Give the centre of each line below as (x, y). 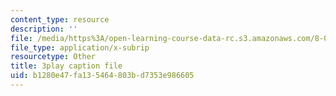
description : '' (44, 29)
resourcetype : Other (53, 57)
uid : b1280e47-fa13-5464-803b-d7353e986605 (102, 76)
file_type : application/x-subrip (80, 47)
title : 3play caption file (66, 66)
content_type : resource (60, 19)
